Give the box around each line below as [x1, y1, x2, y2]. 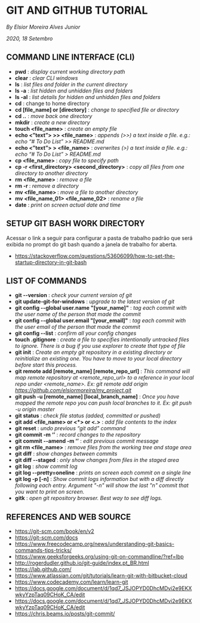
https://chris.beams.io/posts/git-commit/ [14, 610, 115, 618]
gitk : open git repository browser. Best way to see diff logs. [14, 495, 162, 502]
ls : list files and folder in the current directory [14, 81, 128, 88]
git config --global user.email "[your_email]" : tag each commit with [14, 317, 186, 324]
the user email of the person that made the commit [14, 323, 140, 331]
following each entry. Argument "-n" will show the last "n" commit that [14, 482, 189, 489]
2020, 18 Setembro [6, 35, 53, 42]
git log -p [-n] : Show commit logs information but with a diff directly [14, 476, 184, 483]
